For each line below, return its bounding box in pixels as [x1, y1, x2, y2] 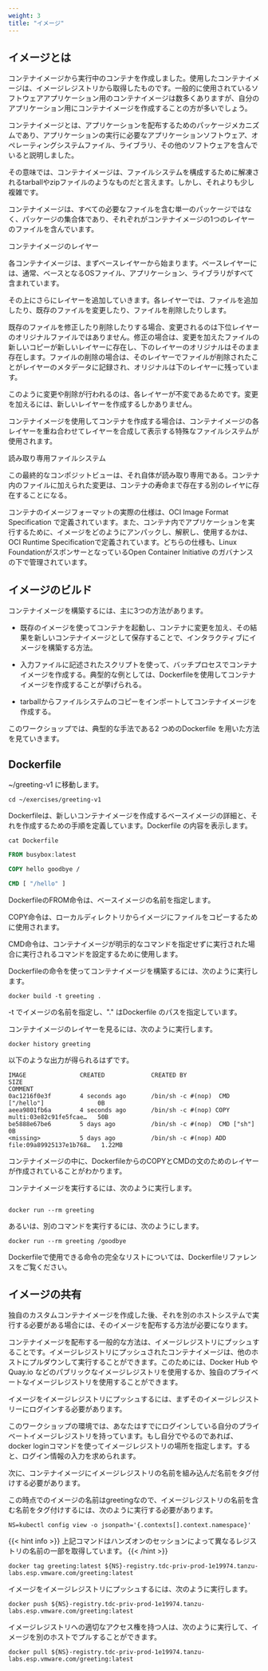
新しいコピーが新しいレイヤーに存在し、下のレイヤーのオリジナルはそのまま [8, 342, 260, 352]
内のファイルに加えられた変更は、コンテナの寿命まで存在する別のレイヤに [8, 481, 253, 490]
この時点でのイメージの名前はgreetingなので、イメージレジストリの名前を [8, 1495, 252, 1505]
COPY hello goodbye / [8, 865, 81, 873]
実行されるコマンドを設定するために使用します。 [22, 949, 183, 958]
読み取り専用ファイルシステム [8, 454, 106, 463]
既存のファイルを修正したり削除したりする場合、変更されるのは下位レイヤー [8, 322, 260, 332]
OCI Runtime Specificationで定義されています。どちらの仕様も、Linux [8, 538, 238, 547]
